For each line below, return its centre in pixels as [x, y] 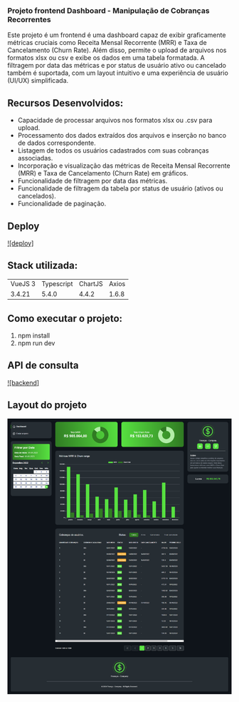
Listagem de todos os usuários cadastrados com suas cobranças [113, 151]
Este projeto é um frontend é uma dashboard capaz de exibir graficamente [117, 35]
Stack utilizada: [43, 266]
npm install [34, 336]
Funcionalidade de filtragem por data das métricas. [92, 181]
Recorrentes [29, 19]
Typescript [57, 284]
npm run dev [36, 343]
